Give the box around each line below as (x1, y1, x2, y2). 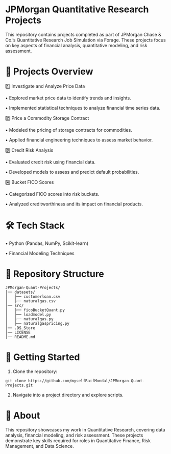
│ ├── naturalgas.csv (5, 298, 56, 303)
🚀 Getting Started (5, 351, 80, 363)
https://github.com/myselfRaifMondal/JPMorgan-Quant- (28, 378, 145, 383)
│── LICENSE (5, 329, 31, 335)
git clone (5, 378, 27, 383)
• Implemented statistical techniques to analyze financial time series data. (5, 105, 161, 111)
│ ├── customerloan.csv (5, 294, 60, 299)
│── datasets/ (5, 290, 36, 295)
